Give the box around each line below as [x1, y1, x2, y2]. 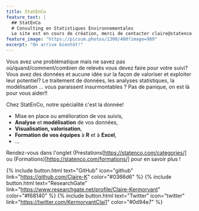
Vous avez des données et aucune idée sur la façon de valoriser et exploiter [6, 71, 191, 78]
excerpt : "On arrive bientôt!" [6, 42, 84, 48]
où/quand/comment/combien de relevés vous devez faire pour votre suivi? [6, 64, 188, 71]
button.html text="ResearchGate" [6, 179, 88, 187]
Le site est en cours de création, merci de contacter [11, 31, 150, 37]
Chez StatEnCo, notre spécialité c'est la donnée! [6, 101, 124, 108]
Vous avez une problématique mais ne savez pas [6, 57, 126, 65]
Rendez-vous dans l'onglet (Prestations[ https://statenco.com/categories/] [6, 149, 187, 156]
